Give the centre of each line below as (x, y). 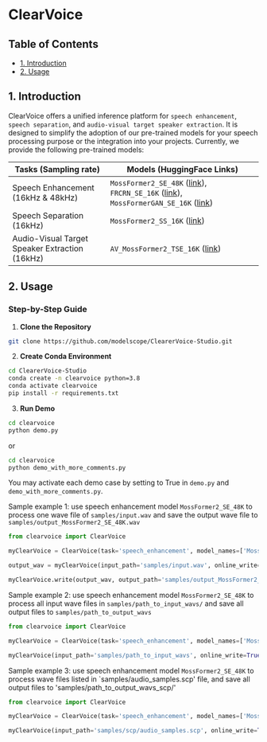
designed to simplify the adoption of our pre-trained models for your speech (133, 132)
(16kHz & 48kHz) (45, 197)
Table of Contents (54, 44)
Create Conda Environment (66, 357)
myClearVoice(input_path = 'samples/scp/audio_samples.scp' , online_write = (133, 731)
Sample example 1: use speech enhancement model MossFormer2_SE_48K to (130, 506)
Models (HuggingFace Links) (182, 169)
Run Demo (37, 408)
